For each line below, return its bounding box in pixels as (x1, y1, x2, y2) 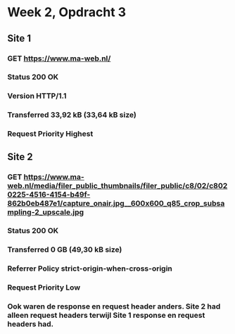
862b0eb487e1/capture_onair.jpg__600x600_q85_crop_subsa (7, 198, 225, 208)
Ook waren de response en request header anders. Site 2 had (7, 302, 221, 311)
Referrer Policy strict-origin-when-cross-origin (7, 264, 172, 273)
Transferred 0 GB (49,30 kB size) (7, 245, 122, 254)
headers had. (7, 319, 54, 329)
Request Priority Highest (7, 129, 94, 139)
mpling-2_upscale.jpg (7, 207, 84, 217)
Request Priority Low (7, 283, 81, 292)
